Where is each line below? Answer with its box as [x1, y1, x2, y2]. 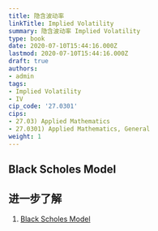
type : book [8, 34, 45, 43]
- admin [8, 72, 35, 80]
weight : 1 [8, 132, 42, 140]
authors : [8, 65, 38, 73]
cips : [8, 110, 27, 118]
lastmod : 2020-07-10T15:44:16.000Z [8, 49, 129, 58]
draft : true [8, 58, 49, 66]
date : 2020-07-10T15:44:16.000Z [8, 42, 117, 50]
